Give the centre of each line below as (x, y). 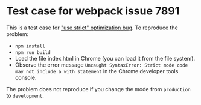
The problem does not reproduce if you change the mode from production (99, 89)
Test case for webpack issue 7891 (93, 11)
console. (26, 77)
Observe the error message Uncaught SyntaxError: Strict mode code (101, 65)
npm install (30, 46)
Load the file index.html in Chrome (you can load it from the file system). (105, 58)
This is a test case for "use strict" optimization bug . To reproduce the (92, 28)
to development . (25, 95)
